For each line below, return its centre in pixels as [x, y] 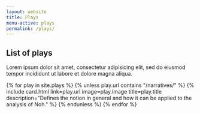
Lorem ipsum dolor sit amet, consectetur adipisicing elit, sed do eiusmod [96, 67]
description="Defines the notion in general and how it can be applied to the [99, 98]
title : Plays [22, 17]
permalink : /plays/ [31, 28]
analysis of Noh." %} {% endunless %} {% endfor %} [72, 104]
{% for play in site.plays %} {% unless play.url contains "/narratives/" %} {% [100, 85]
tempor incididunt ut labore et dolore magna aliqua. [69, 74]
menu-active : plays [31, 23]
